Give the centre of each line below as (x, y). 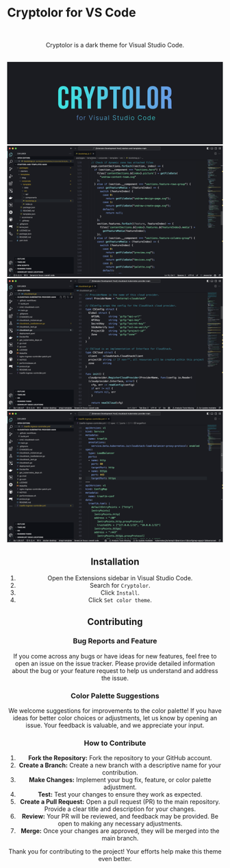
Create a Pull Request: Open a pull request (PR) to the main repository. (120, 802)
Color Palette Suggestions (115, 696)
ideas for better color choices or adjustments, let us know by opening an (115, 718)
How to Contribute (115, 743)
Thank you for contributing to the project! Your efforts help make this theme (115, 852)
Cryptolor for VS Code (72, 13)
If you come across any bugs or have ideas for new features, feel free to (115, 656)
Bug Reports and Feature (115, 641)
